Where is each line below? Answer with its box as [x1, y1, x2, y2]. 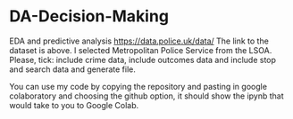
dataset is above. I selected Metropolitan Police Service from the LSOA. [9, 44, 272, 55]
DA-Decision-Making [9, 6, 170, 27]
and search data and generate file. [9, 64, 136, 75]
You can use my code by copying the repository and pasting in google [9, 81, 268, 91]
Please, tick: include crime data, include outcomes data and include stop [9, 54, 277, 65]
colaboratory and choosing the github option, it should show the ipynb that [9, 91, 284, 101]
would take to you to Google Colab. [9, 99, 139, 110]
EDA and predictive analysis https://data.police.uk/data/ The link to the [9, 36, 270, 46]
